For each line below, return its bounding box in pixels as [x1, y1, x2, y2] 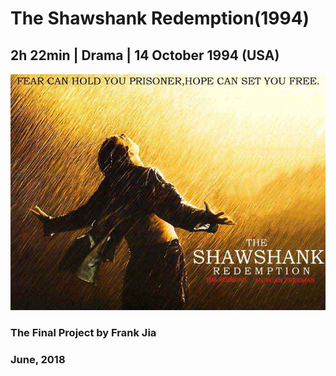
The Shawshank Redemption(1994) [10, 7, 310, 30]
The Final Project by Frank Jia [10, 325, 157, 339]
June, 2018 [10, 352, 66, 366]
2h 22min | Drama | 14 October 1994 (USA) [10, 47, 280, 64]
